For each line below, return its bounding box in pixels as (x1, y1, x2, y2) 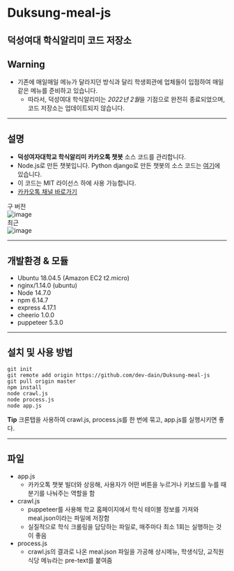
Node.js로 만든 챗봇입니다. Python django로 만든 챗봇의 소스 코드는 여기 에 (17, 162, 221, 170)
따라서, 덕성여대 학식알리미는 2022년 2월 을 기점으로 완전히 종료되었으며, (27, 96, 225, 104)
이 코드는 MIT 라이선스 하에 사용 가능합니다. (17, 179, 136, 188)
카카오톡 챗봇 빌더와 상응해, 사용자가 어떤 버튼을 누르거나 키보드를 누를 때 (27, 480, 227, 489)
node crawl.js (7, 390, 49, 397)
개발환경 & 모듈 (7, 254, 68, 266)
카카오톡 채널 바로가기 (17, 188, 78, 196)
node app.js (7, 402, 42, 409)
